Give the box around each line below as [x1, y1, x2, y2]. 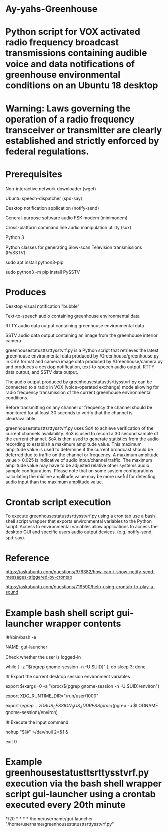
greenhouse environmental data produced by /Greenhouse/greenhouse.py [5, 353, 159, 359]
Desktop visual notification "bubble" [5, 303, 80, 309]
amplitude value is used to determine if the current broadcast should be [5, 447, 153, 453]
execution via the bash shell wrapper [5, 778, 162, 789]
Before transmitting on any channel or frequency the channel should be [5, 404, 153, 411]
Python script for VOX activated [5, 26, 140, 38]
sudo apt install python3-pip [5, 259, 64, 265]
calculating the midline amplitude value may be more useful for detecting [5, 473, 156, 480]
